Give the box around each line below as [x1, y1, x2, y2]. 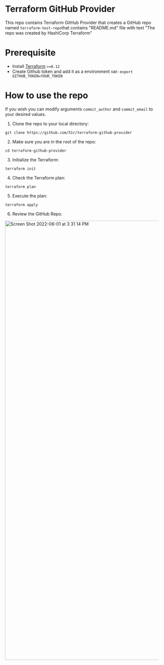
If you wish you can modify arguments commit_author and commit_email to [5, 106, 153, 112]
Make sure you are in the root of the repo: [12, 138, 96, 145]
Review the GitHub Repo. [12, 211, 62, 217]
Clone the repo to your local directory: [12, 121, 89, 127]
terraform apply [5, 202, 38, 207]
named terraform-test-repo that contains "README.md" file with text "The [5, 24, 155, 30]
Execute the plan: [12, 193, 47, 199]
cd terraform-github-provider [5, 148, 67, 153]
